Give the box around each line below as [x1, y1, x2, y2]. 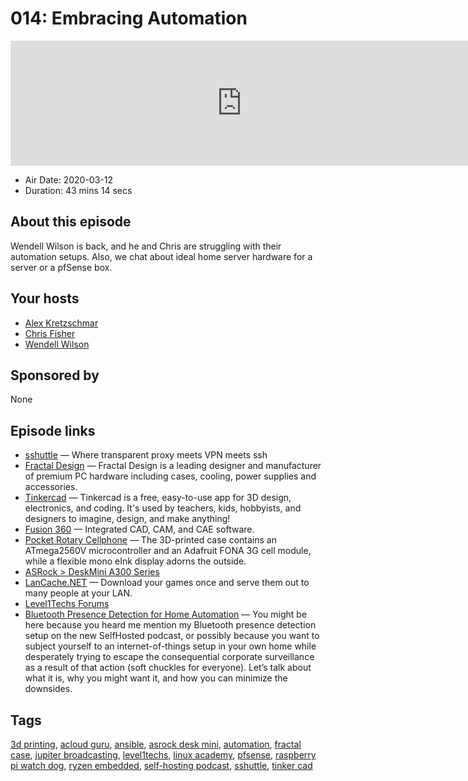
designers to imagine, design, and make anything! [24, 513, 231, 525]
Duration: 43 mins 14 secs [24, 184, 133, 196]
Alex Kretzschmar [24, 317, 99, 329]
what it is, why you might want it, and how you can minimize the [24, 672, 288, 684]
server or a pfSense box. [10, 261, 113, 273]
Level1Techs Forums [24, 598, 110, 610]
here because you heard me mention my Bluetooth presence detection [24, 619, 317, 631]
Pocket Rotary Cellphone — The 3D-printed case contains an [24, 534, 277, 546]
